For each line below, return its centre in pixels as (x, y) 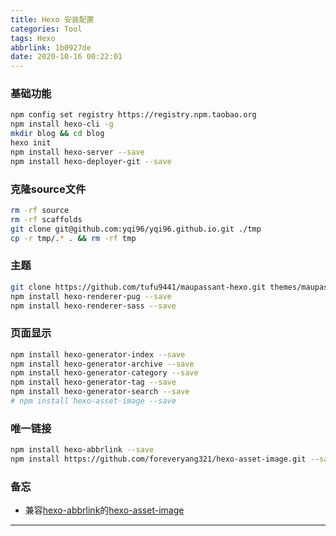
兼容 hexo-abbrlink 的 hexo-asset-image (104, 510)
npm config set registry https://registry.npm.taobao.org (133, 115)
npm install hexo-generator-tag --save (93, 382)
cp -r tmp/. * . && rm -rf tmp (73, 238)
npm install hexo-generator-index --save (98, 354)
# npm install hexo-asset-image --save (93, 401)
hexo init (31, 143)
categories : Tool (46, 29)
